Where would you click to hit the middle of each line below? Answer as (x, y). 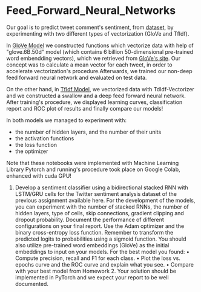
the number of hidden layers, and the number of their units (88, 132)
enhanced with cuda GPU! (39, 175)
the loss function (36, 144)
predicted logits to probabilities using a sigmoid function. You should (100, 239)
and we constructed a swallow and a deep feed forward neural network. (96, 96)
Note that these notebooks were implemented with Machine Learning (93, 163)
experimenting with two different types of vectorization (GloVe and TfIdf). (98, 33)
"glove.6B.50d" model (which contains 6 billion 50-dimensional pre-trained (100, 51)
